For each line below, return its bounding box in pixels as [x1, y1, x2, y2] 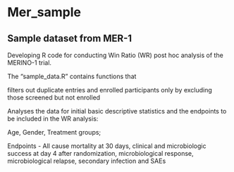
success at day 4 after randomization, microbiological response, [7, 149, 194, 157]
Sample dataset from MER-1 [7, 32, 133, 44]
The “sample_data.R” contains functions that [7, 72, 137, 80]
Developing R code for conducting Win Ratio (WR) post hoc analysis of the [7, 51, 223, 59]
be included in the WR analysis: [7, 114, 99, 123]
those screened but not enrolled [7, 93, 101, 102]
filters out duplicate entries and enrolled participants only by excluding [7, 86, 213, 94]
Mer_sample [7, 4, 81, 20]
